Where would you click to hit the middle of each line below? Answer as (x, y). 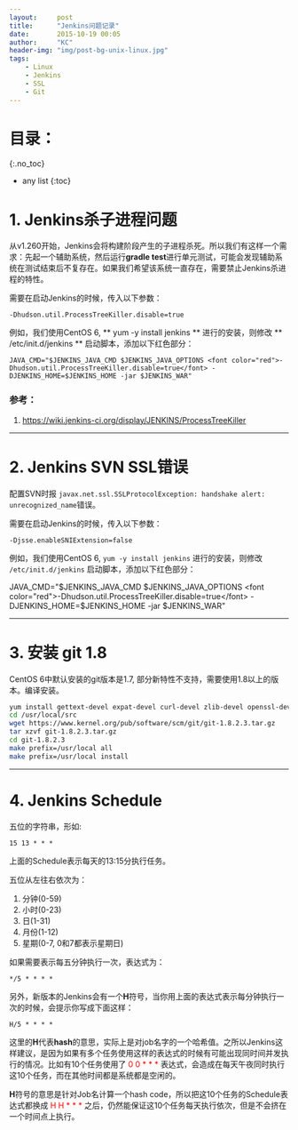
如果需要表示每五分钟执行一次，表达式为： (87, 962)
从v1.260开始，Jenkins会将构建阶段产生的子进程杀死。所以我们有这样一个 (144, 246)
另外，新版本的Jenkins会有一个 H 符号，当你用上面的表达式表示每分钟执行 (143, 996)
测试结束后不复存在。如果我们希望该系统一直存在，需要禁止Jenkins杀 (152, 268)
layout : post (41, 17)
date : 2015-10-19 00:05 (65, 34)
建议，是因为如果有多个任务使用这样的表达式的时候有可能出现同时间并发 (149, 1053)
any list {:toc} (46, 181)
